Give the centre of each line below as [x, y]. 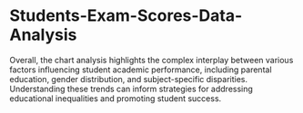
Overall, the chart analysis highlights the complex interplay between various [151, 60]
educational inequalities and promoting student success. [116, 98]
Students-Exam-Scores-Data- [126, 16]
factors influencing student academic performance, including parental [141, 70]
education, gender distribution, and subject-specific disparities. [129, 79]
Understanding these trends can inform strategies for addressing [131, 89]
